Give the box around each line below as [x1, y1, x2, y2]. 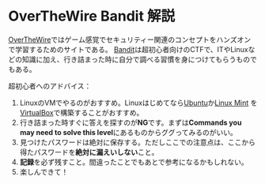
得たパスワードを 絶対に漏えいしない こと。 [19, 147, 159, 156]
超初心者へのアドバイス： [8, 81, 92, 91]
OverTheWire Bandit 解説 [8, 7, 176, 25]
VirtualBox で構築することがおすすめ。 [19, 107, 144, 117]
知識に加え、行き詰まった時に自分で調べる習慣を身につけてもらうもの [21, 54, 251, 64]
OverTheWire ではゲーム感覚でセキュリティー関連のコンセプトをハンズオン [8, 35, 252, 44]
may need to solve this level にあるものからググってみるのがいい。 [19, 127, 237, 137]
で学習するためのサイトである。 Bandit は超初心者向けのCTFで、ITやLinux [8, 44, 248, 54]
